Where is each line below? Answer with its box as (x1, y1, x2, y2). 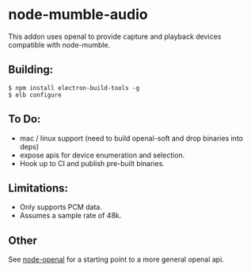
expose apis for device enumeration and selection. (19, 150, 185, 160)
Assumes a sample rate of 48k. (19, 211, 122, 221)
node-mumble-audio (8, 6, 148, 24)
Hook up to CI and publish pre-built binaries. (19, 158, 165, 168)
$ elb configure (8, 91, 62, 99)
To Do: (8, 112, 41, 126)
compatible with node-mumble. (8, 40, 111, 49)
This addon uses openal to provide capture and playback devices (8, 32, 222, 41)
